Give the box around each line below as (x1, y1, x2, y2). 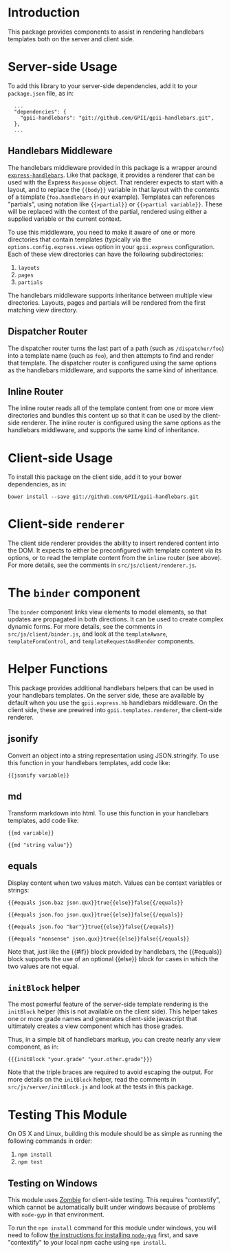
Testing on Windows (8, 1177, 98, 1189)
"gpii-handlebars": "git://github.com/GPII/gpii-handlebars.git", (20, 114, 214, 121)
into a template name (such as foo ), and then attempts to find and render (8, 351, 214, 359)
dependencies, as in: (8, 480, 67, 489)
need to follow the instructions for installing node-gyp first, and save (8, 1231, 199, 1239)
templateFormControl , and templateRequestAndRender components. (8, 637, 195, 645)
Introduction (8, 5, 80, 21)
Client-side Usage (8, 450, 113, 466)
